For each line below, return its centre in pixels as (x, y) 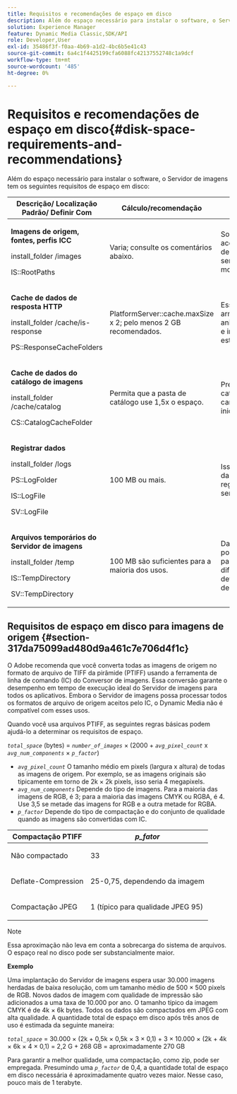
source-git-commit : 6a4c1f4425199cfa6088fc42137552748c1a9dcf (101, 54)
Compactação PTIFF (47, 837)
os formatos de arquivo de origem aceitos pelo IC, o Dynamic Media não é (115, 703)
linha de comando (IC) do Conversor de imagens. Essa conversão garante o (117, 680)
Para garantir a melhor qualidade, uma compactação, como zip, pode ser (114, 1060)
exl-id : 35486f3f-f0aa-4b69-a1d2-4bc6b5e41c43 (77, 47)
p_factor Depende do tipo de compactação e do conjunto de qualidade (121, 812)
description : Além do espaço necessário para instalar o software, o (112, 21)
